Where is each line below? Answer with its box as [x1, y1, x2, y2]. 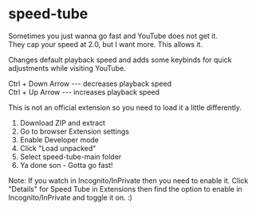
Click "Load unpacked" [19, 143, 96, 153]
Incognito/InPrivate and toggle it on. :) [8, 192, 133, 202]
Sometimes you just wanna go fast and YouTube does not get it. [8, 31, 218, 41]
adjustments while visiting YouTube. [8, 63, 126, 72]
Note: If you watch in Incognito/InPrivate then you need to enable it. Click [8, 176, 249, 185]
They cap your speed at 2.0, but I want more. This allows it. [8, 39, 203, 49]
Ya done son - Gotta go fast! [19, 160, 113, 169]
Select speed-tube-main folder [19, 152, 122, 161]
